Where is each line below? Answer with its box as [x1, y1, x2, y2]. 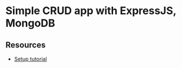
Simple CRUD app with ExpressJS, [5, 4, 177, 18]
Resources [5, 40, 46, 50]
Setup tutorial [14, 56, 48, 62]
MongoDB [5, 16, 55, 30]
